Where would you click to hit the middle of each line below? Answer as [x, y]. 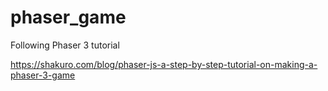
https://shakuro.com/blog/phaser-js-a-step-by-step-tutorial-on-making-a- [164, 64]
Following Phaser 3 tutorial [65, 45]
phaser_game [68, 17]
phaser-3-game [43, 75]
